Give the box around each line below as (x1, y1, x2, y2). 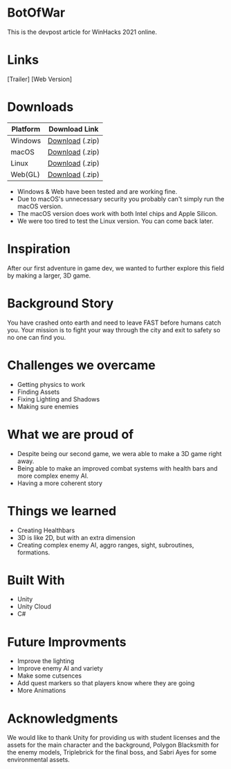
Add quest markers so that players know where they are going (17, 679, 195, 687)
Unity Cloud (17, 602, 52, 610)
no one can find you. (7, 333, 66, 341)
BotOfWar (7, 5, 66, 21)
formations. (17, 548, 50, 557)
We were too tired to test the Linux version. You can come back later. (17, 217, 214, 225)
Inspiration (7, 241, 71, 257)
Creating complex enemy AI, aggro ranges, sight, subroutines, (17, 541, 194, 549)
